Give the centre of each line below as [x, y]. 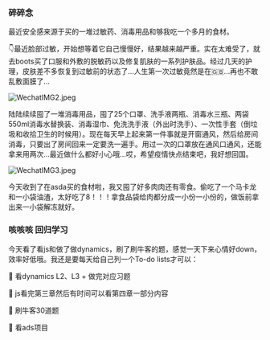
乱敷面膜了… [29, 81]
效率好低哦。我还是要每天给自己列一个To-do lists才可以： [103, 259]
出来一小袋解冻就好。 [43, 207]
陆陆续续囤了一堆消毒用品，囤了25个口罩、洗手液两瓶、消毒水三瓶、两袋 [129, 114]
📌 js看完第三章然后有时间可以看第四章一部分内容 [88, 293]
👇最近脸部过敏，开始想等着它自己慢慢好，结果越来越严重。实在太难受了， [131, 49]
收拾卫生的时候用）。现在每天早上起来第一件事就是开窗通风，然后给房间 [140, 134]
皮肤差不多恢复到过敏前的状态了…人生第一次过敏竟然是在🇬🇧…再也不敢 [140, 72]
